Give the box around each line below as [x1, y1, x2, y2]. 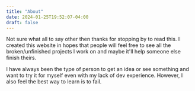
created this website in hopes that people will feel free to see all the [6, 42, 171, 49]
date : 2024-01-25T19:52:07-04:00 [6, 14, 89, 20]
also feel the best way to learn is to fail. [6, 78, 102, 85]
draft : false [6, 19, 39, 25]
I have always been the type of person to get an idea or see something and [6, 66, 190, 73]
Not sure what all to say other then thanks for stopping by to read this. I [6, 36, 180, 43]
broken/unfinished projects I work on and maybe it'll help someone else [6, 48, 181, 55]
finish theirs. [6, 54, 37, 62]
